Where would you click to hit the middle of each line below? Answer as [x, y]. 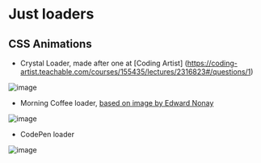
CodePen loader [47, 134]
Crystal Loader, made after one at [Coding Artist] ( [104, 63]
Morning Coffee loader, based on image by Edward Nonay [117, 103]
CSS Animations [50, 44]
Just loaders [51, 14]
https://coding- [213, 63]
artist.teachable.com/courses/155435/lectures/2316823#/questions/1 [135, 72]
